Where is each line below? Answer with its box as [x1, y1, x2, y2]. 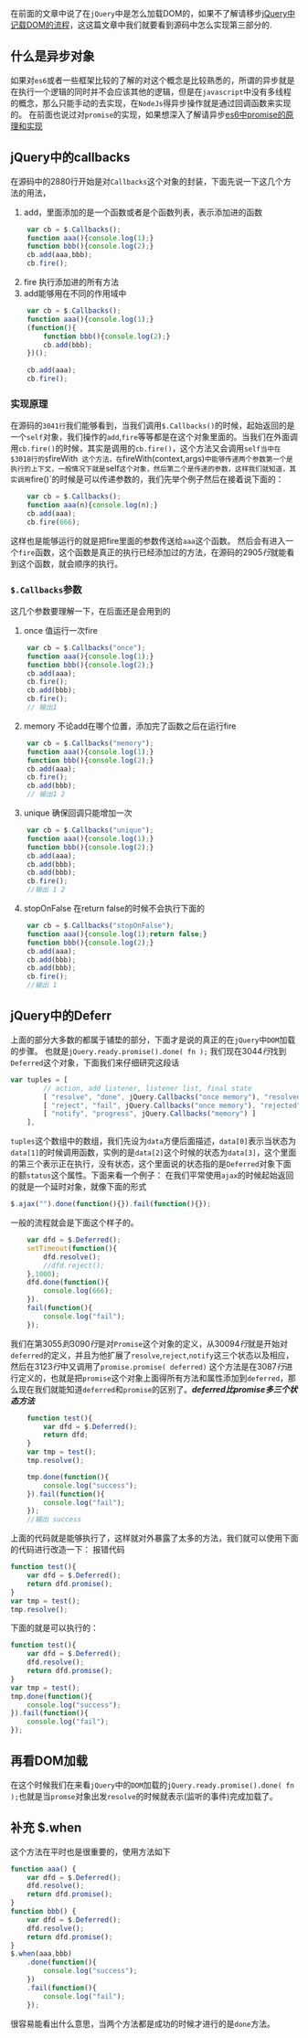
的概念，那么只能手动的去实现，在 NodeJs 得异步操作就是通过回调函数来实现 [10, 97, 292, 108]
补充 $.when [10, 1820, 82, 1836]
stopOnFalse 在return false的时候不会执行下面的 [23, 903, 205, 914]
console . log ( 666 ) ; [43, 1286, 113, 1296]
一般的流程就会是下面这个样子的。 [10, 1217, 139, 1228]
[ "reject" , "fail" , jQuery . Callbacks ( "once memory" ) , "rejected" [43, 1101, 302, 1110]
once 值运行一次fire [23, 624, 99, 635]
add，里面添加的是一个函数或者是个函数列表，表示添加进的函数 [23, 207, 263, 218]
